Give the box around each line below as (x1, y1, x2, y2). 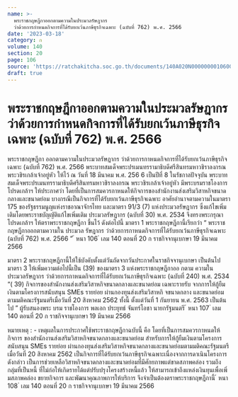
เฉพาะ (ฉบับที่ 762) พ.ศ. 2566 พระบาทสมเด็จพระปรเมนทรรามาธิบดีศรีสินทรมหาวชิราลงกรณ (7, 163, 227, 171)
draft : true (7, 69, 42, 76)
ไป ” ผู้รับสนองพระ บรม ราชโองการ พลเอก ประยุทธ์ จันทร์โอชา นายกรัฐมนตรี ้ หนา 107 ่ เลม (7, 304, 221, 312)
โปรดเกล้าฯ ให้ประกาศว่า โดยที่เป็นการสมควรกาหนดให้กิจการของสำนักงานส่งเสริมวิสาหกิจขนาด (7, 187, 227, 195)
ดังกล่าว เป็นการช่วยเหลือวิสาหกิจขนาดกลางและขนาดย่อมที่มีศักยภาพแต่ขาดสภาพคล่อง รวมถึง (7, 358, 222, 367)
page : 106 (7, 57, 37, 64)
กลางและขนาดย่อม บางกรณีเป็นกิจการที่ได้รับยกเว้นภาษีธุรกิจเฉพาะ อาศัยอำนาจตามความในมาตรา (7, 195, 231, 203)
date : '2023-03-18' (7, 30, 65, 38)
